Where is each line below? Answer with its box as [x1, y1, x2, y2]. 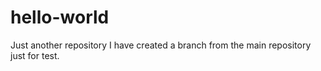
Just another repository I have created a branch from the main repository [10, 39, 312, 51]
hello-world [10, 6, 110, 29]
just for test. [10, 49, 60, 61]
